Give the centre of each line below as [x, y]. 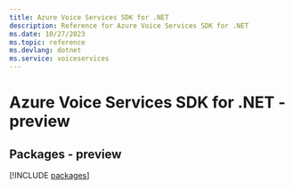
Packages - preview [65, 154]
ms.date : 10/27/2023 [48, 34]
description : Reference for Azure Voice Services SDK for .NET [129, 26]
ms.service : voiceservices [59, 59]
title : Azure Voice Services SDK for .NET [89, 17]
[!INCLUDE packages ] [49, 175]
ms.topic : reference [48, 42]
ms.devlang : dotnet [45, 51]
